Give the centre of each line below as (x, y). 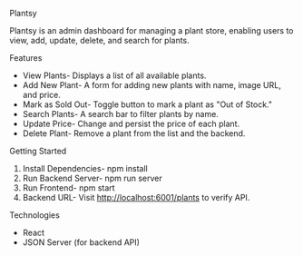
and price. (42, 95)
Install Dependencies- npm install (85, 168)
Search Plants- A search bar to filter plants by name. (121, 114)
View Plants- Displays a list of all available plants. (114, 75)
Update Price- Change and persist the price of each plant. (131, 123)
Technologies (35, 215)
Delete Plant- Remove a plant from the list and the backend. (134, 133)
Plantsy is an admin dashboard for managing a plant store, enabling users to (151, 30)
